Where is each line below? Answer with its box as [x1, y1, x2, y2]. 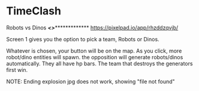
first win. [6, 66, 28, 73]
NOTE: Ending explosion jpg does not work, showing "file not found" [6, 78, 175, 85]
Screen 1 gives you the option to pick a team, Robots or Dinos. [6, 35, 160, 43]
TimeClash [6, 4, 62, 18]
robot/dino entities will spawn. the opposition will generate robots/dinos [6, 53, 183, 60]
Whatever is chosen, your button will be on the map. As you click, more [6, 47, 182, 54]
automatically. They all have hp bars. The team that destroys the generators [6, 60, 193, 67]
